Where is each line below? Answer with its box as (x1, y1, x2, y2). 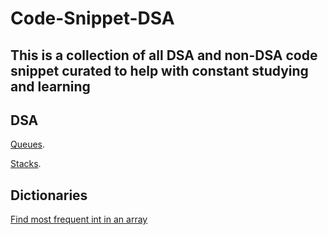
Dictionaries (10, 187, 88, 204)
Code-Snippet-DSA (10, 7, 175, 30)
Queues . (10, 138, 46, 151)
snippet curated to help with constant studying (10, 62, 309, 79)
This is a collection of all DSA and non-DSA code (10, 47, 318, 64)
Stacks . (10, 158, 42, 170)
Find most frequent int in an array (10, 213, 148, 226)
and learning (10, 78, 91, 95)
